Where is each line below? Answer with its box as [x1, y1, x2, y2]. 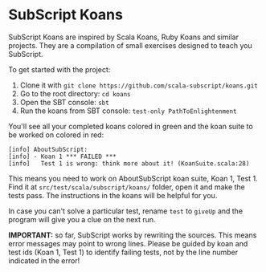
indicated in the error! [8, 255, 80, 266]
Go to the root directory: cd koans [19, 88, 131, 98]
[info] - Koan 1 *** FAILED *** [8, 152, 117, 160]
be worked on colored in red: [8, 130, 104, 140]
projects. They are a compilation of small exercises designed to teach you [8, 40, 252, 50]
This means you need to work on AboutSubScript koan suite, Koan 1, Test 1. [8, 173, 259, 183]
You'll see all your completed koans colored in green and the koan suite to [8, 121, 253, 131]
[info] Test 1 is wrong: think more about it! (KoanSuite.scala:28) [8, 159, 250, 168]
